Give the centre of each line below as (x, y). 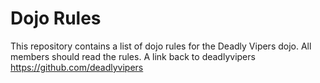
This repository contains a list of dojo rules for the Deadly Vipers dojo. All (161, 46)
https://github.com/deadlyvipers (77, 67)
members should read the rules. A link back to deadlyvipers (133, 56)
